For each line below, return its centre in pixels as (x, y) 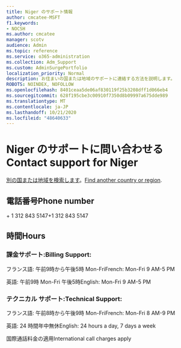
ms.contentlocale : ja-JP (37, 107)
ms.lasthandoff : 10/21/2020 (41, 112)
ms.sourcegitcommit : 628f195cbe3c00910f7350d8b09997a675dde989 (87, 96)
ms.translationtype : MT (36, 101)
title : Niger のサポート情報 (40, 12)
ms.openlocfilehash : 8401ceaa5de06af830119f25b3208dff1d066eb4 (87, 90)
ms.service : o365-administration (48, 56)
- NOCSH (16, 29)
